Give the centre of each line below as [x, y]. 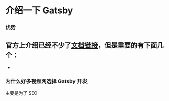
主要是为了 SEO [21, 93]
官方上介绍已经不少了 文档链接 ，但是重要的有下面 [81, 45]
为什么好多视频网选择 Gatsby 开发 [46, 81]
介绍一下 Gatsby [39, 10]
